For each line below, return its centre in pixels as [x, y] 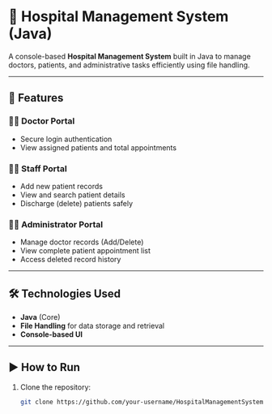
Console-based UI [51, 334]
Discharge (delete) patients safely [76, 203]
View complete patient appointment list [85, 251]
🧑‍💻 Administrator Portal [56, 224]
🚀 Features [36, 98]
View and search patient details [72, 195]
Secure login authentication [66, 139]
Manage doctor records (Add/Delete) [82, 242]
